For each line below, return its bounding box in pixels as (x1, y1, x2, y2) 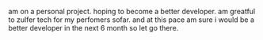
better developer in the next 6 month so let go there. (8, 24, 179, 32)
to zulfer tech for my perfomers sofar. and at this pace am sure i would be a (8, 15, 255, 24)
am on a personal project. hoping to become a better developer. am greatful (8, 7, 256, 16)
